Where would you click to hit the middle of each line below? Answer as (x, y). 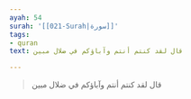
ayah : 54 (26, 18)
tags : (19, 34)
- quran (24, 43)
